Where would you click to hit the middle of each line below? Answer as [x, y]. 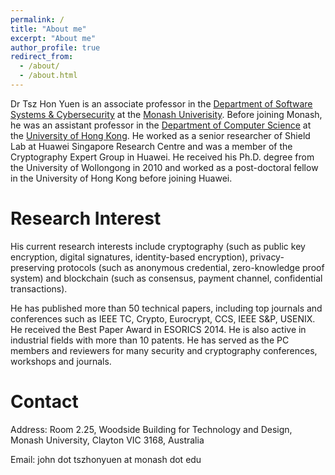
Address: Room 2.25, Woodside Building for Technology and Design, [151, 429]
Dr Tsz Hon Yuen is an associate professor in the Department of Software [161, 103]
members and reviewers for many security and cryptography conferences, [164, 350]
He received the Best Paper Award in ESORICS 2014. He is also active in [158, 329]
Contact [44, 402]
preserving [32, 267]
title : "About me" [48, 29]
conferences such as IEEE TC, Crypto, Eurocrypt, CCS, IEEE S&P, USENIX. [163, 318]
